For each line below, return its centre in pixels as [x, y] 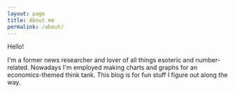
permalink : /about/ [36, 27]
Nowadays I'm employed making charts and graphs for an [114, 68]
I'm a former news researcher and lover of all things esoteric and [101, 60]
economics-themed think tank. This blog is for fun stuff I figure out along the [117, 75]
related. [18, 68]
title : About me [31, 20]
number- [208, 60]
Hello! [16, 47]
